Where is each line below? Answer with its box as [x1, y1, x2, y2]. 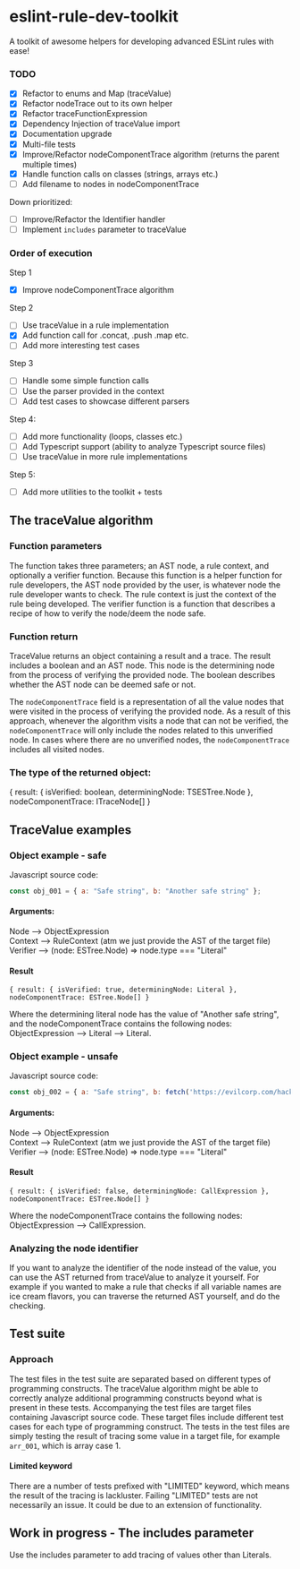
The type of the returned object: [9, 766, 152, 778]
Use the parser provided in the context [21, 385, 165, 396]
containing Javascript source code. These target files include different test [9, 1411, 284, 1422]
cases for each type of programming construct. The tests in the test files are [9, 1421, 290, 1432]
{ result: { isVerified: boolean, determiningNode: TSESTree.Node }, [9, 786, 254, 798]
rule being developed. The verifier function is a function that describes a [9, 598, 276, 609]
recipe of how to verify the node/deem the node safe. [9, 607, 206, 619]
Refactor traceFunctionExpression [21, 108, 148, 119]
